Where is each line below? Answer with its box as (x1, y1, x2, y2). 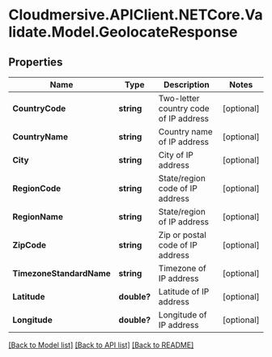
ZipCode (12, 240, 47, 250)
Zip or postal (158, 229, 206, 240)
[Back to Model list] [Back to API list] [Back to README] (8, 340, 194, 350)
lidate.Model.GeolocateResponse (8, 23, 238, 41)
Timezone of (158, 263, 206, 274)
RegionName (12, 211, 63, 222)
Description (163, 79, 210, 90)
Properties (8, 55, 63, 69)
